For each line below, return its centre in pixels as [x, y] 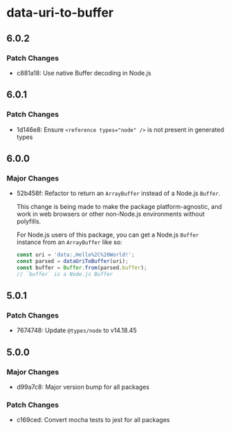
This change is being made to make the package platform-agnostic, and [119, 207]
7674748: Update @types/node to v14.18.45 [76, 331]
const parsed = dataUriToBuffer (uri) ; [72, 262]
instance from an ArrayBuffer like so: [69, 242]
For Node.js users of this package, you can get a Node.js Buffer [108, 235]
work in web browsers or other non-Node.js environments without [110, 214]
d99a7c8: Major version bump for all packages [83, 387]
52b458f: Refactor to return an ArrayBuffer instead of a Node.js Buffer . [118, 193]
